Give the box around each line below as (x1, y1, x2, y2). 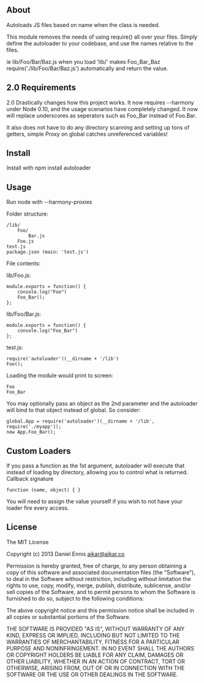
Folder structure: (6, 210, 49, 217)
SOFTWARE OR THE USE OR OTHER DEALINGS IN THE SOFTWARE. (6, 671, 178, 678)
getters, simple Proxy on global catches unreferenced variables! (6, 130, 168, 138)
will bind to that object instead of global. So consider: (6, 407, 141, 414)
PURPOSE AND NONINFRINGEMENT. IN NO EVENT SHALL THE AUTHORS (6, 644, 195, 652)
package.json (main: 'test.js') (6, 249, 89, 256)
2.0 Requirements (6, 82, 77, 93)
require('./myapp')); (6, 424, 62, 430)
